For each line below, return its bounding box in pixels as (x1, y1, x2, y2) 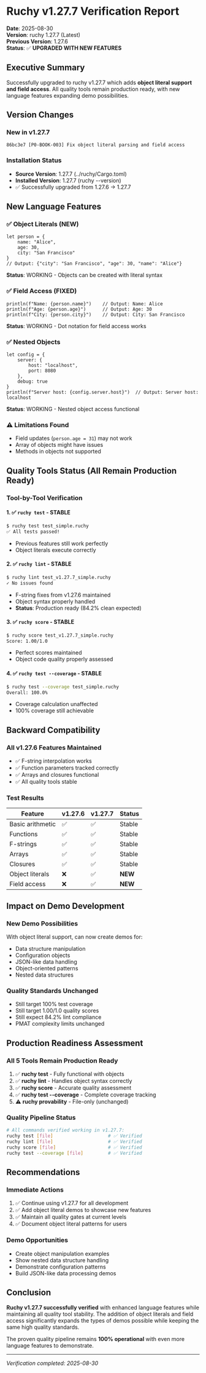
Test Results (6, 794, 44, 803)
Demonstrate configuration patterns (15, 1263, 106, 1270)
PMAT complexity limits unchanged (15, 1020, 105, 1028)
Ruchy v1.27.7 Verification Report (6, 4, 180, 18)
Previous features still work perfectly (15, 540, 109, 547)
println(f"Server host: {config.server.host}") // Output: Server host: (6, 389, 199, 396)
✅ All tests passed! (6, 529, 60, 535)
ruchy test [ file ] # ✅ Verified (6, 1133, 142, 1139)
